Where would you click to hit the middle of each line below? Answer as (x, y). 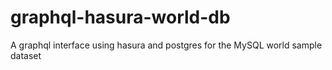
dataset (26, 55)
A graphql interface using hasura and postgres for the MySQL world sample (166, 45)
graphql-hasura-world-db (120, 17)
